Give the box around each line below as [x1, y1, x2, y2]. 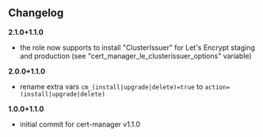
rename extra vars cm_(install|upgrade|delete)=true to [19, 82, 204, 91]
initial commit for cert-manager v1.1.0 [19, 119, 141, 129]
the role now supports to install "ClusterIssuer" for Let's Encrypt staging [19, 43, 256, 52]
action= [204, 83, 231, 91]
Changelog [8, 6, 64, 20]
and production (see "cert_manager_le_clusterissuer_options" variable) [19, 51, 252, 60]
